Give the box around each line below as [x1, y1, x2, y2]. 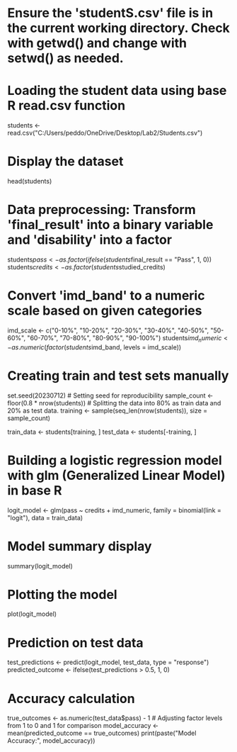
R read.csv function [7, 98, 126, 114]
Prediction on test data [7, 634, 144, 651]
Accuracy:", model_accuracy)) [7, 736, 96, 745]
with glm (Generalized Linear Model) [7, 467, 226, 483]
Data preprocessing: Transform [7, 202, 196, 218]
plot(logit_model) [7, 610, 57, 618]
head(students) [7, 177, 52, 186]
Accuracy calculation [7, 690, 136, 707]
